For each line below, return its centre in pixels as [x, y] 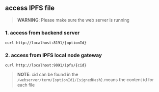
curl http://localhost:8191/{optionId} [46, 43]
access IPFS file [30, 8]
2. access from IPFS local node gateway [53, 55]
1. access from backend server [42, 32]
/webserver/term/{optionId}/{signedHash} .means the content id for [85, 80]
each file [26, 85]
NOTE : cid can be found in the [48, 75]
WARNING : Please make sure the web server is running [73, 20]
